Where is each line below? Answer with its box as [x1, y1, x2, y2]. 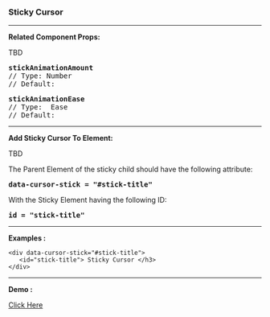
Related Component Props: [8, 32, 100, 42]
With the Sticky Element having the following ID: [8, 196, 167, 205]
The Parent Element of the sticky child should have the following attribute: [8, 164, 253, 175]
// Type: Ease [8, 103, 68, 112]
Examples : [8, 233, 47, 243]
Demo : [8, 285, 33, 294]
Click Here [8, 300, 43, 310]
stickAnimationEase [8, 95, 85, 104]
